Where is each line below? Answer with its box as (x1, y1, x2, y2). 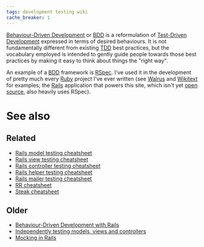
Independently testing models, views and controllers (15, 228, 147, 235)
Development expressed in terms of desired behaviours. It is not (6, 38, 167, 45)
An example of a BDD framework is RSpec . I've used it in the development (6, 68, 192, 76)
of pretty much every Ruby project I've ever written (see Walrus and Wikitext (6, 75, 198, 82)
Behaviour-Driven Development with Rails (15, 222, 120, 229)
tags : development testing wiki (6, 8, 88, 15)
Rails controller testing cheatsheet (15, 162, 101, 170)
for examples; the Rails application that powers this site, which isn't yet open (6, 81, 198, 88)
